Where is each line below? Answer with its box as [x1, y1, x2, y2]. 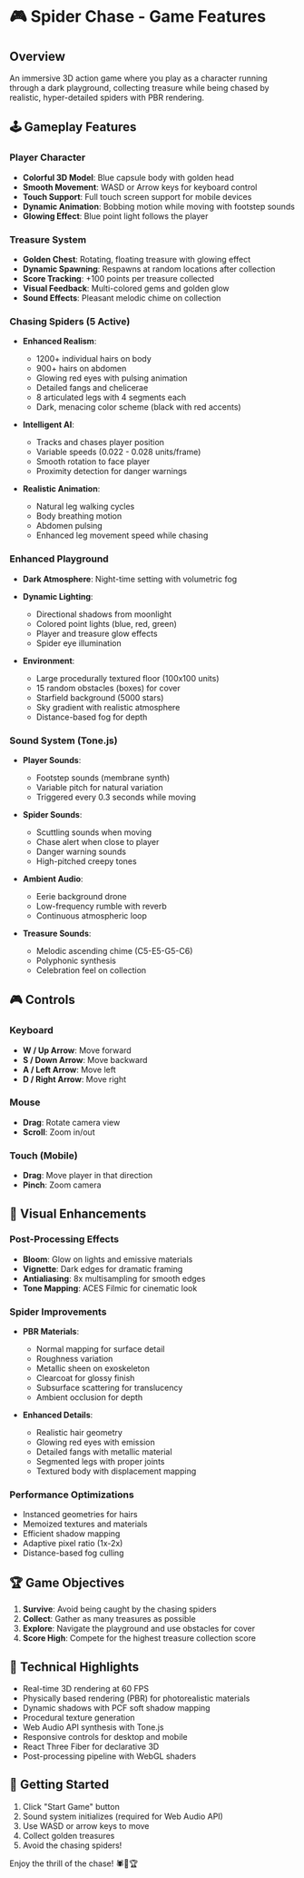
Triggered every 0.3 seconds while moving [35, 791, 197, 802]
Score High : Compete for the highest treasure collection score [22, 1633, 257, 1644]
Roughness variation [35, 1354, 113, 1365]
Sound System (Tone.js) [9, 734, 118, 747]
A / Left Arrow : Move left [22, 1064, 116, 1075]
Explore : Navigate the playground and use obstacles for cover [22, 1623, 256, 1635]
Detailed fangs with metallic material [35, 1446, 172, 1457]
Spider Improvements [9, 1305, 107, 1317]
